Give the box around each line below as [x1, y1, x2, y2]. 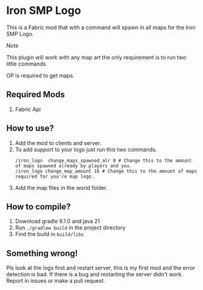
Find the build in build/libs [15, 231, 84, 238]
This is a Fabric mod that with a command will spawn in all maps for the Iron [6, 24, 196, 31]
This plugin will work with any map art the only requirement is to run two [6, 53, 187, 61]
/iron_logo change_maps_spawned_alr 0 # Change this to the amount [15, 157, 192, 164]
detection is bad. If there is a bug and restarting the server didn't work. [6, 271, 183, 278]
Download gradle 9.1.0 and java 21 [15, 218, 100, 225]
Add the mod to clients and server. [15, 139, 102, 146]
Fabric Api [15, 106, 41, 113]
